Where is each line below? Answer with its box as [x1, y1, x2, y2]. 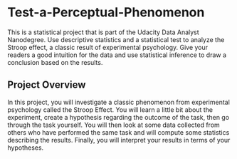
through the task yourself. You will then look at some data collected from [7, 120, 221, 129]
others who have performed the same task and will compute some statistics [7, 128, 230, 136]
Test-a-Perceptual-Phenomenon [7, 4, 205, 21]
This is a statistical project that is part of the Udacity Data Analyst [7, 28, 199, 36]
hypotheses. [7, 143, 44, 152]
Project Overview [7, 79, 86, 91]
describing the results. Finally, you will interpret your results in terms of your [7, 135, 231, 144]
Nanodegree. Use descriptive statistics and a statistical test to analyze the [7, 35, 225, 43]
